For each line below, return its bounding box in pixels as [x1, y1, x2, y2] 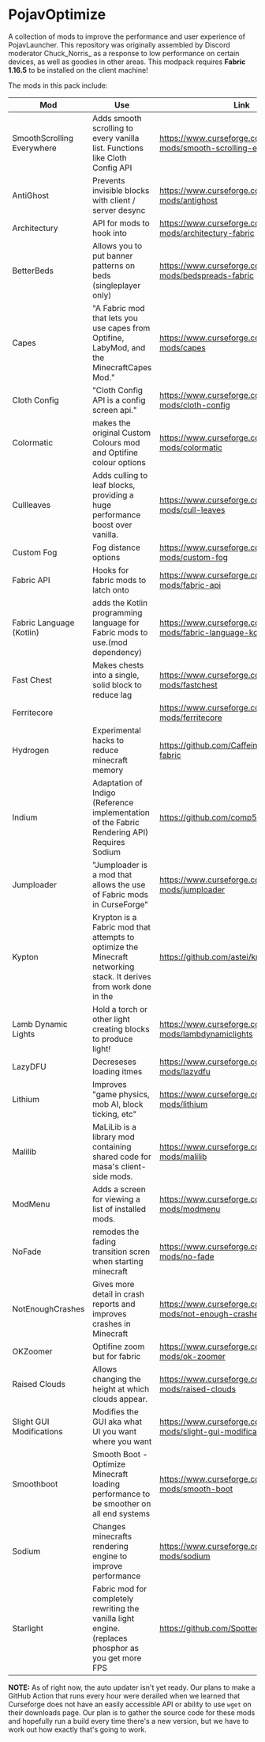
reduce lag [91, 689, 132, 700]
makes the [91, 417, 132, 428]
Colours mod [91, 437, 140, 448]
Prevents [91, 175, 125, 186]
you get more [91, 1652, 142, 1663]
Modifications [12, 1426, 63, 1437]
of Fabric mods [91, 888, 148, 899]
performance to [91, 1488, 151, 1499]
